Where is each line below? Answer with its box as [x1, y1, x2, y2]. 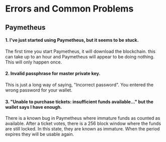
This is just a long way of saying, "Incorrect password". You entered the [5, 82, 154, 88]
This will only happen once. [5, 59, 62, 65]
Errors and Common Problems [5, 3, 134, 15]
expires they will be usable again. [5, 131, 74, 137]
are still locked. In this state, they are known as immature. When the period [5, 126, 160, 132]
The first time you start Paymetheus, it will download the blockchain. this [5, 48, 156, 54]
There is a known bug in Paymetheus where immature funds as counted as [5, 115, 160, 121]
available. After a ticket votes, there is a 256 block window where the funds [5, 120, 161, 126]
